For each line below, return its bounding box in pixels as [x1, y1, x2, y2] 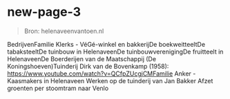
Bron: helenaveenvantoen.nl [23, 27, 104, 35]
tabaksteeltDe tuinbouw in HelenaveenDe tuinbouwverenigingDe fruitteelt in [7, 47, 224, 56]
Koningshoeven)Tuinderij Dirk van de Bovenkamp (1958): [7, 62, 169, 70]
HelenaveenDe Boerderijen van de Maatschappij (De [7, 54, 157, 63]
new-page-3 [7, 4, 82, 20]
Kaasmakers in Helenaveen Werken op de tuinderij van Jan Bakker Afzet [7, 76, 213, 85]
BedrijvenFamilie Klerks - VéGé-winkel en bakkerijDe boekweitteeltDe [7, 40, 206, 48]
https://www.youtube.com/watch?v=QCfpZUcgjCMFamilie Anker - [7, 69, 196, 78]
